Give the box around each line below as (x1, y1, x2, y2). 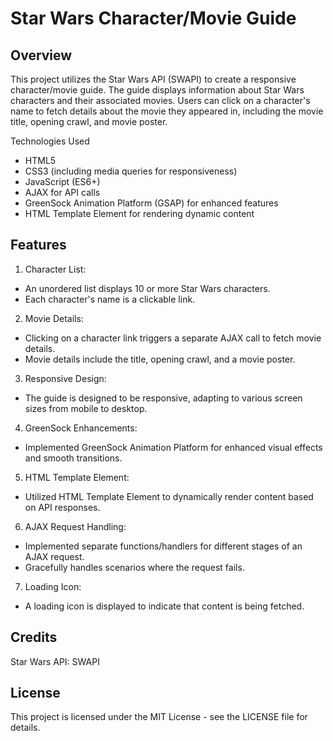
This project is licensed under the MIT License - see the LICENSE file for (10, 711, 308, 723)
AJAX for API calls (24, 187, 101, 198)
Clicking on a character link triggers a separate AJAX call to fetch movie (24, 332, 322, 344)
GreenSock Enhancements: (24, 422, 138, 434)
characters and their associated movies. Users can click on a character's (10, 95, 311, 106)
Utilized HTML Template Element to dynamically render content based (24, 490, 314, 502)
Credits (10, 629, 58, 646)
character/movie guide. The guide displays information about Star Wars (10, 84, 305, 96)
